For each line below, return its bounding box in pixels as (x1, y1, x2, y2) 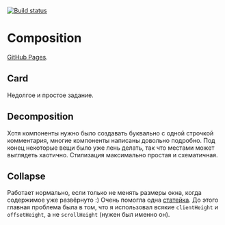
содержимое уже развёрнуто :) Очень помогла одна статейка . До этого (7, 196, 219, 204)
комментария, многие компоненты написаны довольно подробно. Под (7, 136, 215, 144)
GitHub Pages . (7, 53, 48, 61)
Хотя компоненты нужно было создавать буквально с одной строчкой (7, 129, 214, 137)
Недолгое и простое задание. (7, 91, 94, 99)
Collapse (7, 170, 46, 182)
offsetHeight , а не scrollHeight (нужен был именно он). (7, 211, 170, 219)
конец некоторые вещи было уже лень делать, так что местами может (7, 144, 215, 152)
